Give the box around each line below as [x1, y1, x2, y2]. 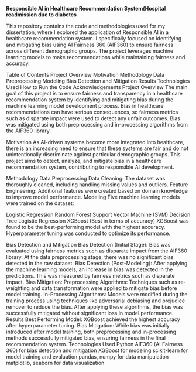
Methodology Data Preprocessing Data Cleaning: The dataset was [6, 175, 166, 182]
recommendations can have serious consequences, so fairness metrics [6, 108, 178, 115]
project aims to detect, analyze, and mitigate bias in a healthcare [6, 158, 162, 164]
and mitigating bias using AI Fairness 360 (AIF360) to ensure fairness [6, 41, 174, 48]
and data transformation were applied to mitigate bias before [31, 285, 177, 292]
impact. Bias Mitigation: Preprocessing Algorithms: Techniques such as [6, 278, 177, 285]
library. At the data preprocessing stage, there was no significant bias [6, 254, 174, 260]
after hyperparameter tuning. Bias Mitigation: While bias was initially [6, 322, 170, 329]
